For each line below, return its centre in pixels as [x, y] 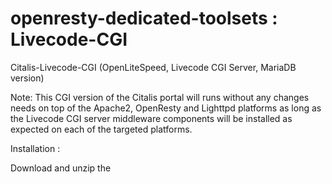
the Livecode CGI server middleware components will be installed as [151, 118]
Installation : [35, 148]
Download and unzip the [61, 168]
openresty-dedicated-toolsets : [144, 18]
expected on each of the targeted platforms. [101, 129]
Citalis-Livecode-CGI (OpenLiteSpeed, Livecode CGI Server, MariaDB [153, 67]
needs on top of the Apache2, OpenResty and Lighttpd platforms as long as [166, 108]
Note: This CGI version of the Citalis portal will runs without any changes [160, 97]
